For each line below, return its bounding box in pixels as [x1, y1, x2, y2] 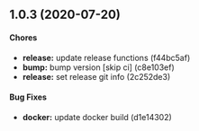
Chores [9, 31, 38, 43]
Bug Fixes [9, 92, 48, 102]
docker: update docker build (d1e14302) [22, 111, 173, 122]
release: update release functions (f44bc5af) [22, 52, 191, 63]
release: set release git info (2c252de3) [22, 71, 171, 82]
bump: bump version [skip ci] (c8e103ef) [22, 62, 176, 73]
